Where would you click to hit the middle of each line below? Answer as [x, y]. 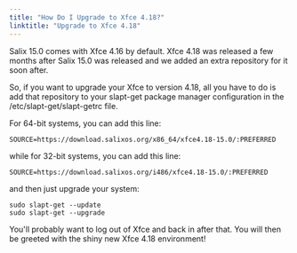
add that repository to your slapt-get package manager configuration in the [147, 96]
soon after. [29, 70]
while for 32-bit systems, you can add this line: [95, 155]
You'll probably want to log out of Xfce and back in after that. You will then [145, 229]
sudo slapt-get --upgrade [57, 213]
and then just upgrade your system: [74, 188]
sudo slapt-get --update [55, 205]
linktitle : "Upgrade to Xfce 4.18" [75, 26]
